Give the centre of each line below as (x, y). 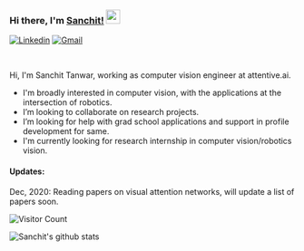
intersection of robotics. (67, 102)
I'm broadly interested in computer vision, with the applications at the (152, 93)
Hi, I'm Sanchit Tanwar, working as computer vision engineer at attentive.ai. (151, 75)
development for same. (66, 131)
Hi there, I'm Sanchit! (57, 20)
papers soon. (34, 201)
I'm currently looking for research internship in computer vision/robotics (157, 141)
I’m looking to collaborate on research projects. (111, 112)
